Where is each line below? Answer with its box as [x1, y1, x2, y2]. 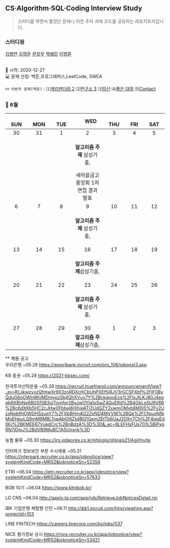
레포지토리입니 [135, 18, 164, 24]
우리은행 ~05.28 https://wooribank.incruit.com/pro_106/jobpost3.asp [5, 362, 147, 368]
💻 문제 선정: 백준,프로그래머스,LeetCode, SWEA [5, 74, 102, 80]
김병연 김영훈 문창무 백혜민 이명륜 [5, 51, 72, 57]
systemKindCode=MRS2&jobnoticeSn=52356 [5, 459, 101, 465]
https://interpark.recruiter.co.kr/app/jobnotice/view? [5, 454, 114, 460]
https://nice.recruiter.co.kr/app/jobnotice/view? [44, 531, 143, 537]
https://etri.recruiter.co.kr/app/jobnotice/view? [32, 469, 129, 475]
